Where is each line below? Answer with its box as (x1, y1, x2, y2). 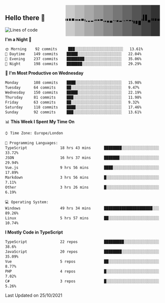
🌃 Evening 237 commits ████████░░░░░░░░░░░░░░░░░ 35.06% (5, 56, 141, 61)
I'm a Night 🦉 (5, 36, 32, 42)
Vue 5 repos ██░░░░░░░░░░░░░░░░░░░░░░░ (5, 259, 160, 264)
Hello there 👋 (5, 14, 46, 22)
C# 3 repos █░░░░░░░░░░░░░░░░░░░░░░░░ (5, 278, 160, 284)
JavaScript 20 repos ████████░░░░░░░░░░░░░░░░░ (5, 249, 160, 254)
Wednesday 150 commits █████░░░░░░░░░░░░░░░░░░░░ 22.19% (5, 90, 141, 95)
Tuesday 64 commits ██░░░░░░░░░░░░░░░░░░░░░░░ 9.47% (5, 85, 139, 90)
